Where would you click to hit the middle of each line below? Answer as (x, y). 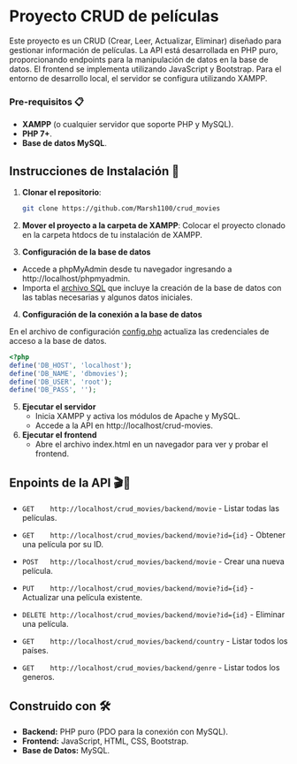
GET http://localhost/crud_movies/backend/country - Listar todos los (155, 641)
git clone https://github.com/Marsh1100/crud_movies (121, 209)
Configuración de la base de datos (86, 252)
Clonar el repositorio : (61, 193)
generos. (38, 677)
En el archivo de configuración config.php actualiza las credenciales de (139, 331)
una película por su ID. (63, 545)
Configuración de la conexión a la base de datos (112, 314)
